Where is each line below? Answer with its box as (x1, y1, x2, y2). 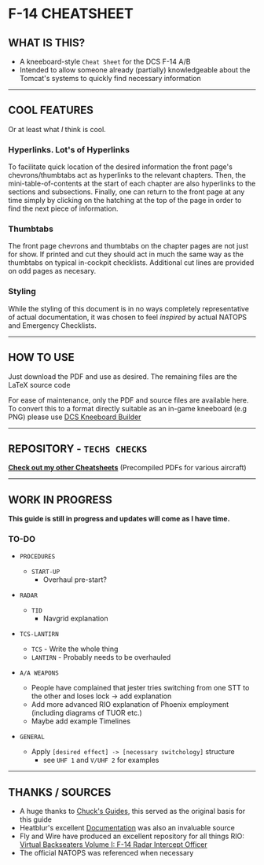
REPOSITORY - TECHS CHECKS (8, 442, 148, 455)
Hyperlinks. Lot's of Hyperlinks (8, 144, 130, 155)
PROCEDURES (19, 553, 56, 561)
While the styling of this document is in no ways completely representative (8, 304, 250, 313)
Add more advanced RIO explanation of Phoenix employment (31, 700, 229, 709)
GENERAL (19, 733, 45, 742)
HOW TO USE (8, 351, 75, 364)
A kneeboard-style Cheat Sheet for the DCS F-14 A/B (19, 57, 191, 66)
